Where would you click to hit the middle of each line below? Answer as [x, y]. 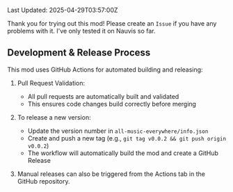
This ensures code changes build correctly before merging [112, 104]
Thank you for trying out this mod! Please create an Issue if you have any [112, 23]
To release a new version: [54, 117]
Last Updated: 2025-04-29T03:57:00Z [63, 10]
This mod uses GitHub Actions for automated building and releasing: [105, 70]
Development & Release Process [79, 53]
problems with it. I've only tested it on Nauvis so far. [81, 31]
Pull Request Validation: [51, 83]
